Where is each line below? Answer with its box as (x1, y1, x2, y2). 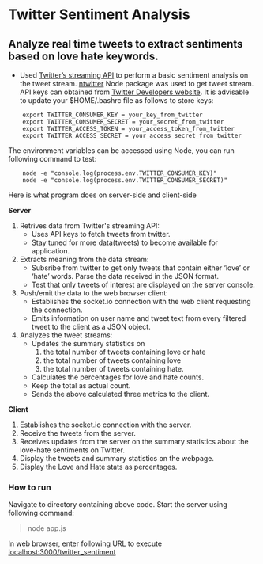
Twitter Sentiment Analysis (8, 6, 191, 24)
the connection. (31, 305, 83, 314)
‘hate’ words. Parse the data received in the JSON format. (31, 272, 220, 280)
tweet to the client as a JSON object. (31, 322, 152, 331)
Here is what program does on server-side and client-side (8, 190, 197, 200)
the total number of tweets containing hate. (43, 364, 184, 373)
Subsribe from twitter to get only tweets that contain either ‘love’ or (31, 263, 250, 272)
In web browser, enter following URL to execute (8, 539, 163, 548)
